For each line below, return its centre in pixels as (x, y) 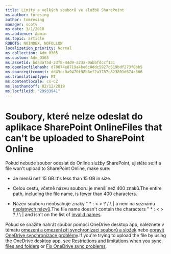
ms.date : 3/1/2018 (25, 29)
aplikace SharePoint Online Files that (84, 127)
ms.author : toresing (27, 15)
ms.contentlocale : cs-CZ (32, 81)
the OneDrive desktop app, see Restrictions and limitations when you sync (83, 241)
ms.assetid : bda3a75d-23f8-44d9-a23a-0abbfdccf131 (60, 62)
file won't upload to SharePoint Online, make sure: (58, 168)
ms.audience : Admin (26, 34)
